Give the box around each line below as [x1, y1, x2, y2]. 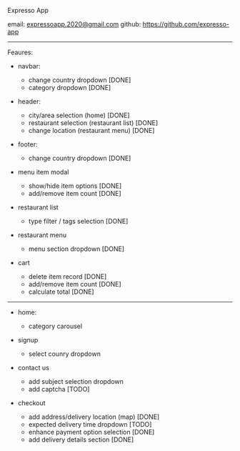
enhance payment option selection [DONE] [28, 428, 155, 436]
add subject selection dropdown [28, 377, 124, 385]
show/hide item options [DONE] [28, 182, 122, 190]
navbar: [17, 62, 41, 70]
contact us [17, 364, 50, 372]
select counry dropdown [28, 350, 101, 358]
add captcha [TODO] [28, 385, 90, 393]
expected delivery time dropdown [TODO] [28, 420, 152, 428]
